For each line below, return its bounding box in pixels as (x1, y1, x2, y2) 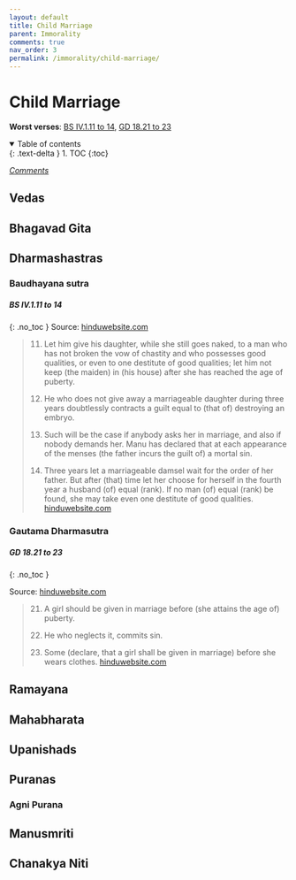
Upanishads (9, 742, 77, 757)
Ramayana (9, 682, 69, 697)
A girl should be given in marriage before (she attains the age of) (43, 603, 280, 614)
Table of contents (17, 138, 81, 149)
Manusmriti (9, 826, 74, 841)
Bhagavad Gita (9, 220, 92, 235)
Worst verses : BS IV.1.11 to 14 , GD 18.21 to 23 (9, 121, 172, 132)
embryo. (43, 412, 75, 423)
